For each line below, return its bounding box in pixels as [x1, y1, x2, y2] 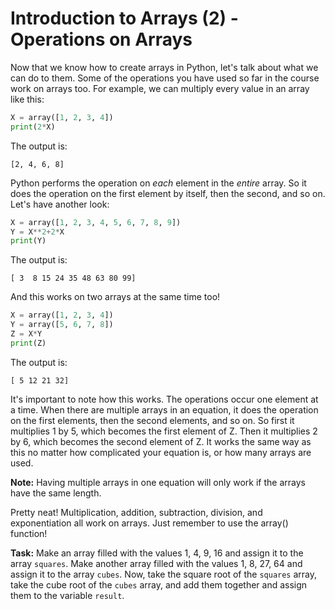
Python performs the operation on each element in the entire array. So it [10, 177, 307, 189]
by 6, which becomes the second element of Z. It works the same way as [10, 435, 312, 447]
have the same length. [10, 487, 102, 499]
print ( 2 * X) [10, 122, 56, 132]
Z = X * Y [10, 329, 43, 339]
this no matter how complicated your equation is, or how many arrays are [10, 446, 312, 458]
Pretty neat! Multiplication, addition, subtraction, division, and [10, 506, 263, 518]
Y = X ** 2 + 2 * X [10, 227, 65, 237]
